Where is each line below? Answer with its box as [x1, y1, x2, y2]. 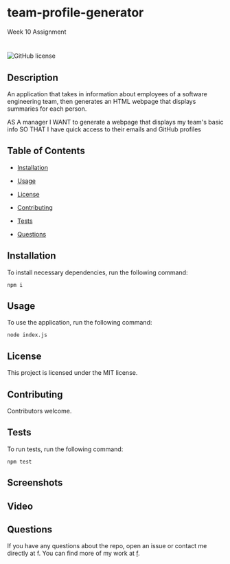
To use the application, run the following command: [7, 318, 152, 327]
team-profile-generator [7, 5, 144, 21]
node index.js [7, 332, 48, 338]
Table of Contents [7, 145, 86, 157]
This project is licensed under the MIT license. [7, 369, 138, 377]
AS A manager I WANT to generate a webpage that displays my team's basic [7, 118, 224, 126]
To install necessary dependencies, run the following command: [7, 268, 188, 276]
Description [7, 72, 58, 83]
